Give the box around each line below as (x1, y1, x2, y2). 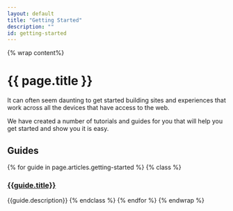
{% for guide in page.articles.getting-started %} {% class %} (7, 163, 182, 171)
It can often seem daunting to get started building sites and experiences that (7, 96, 226, 104)
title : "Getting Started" (7, 17, 82, 24)
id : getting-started (7, 29, 67, 37)
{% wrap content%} (7, 49, 65, 57)
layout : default (7, 10, 54, 17)
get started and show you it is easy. (7, 125, 109, 133)
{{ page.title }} (7, 73, 93, 89)
